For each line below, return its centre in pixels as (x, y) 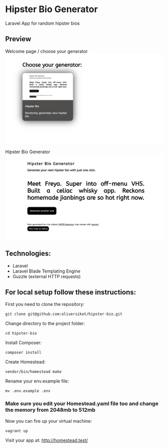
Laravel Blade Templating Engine (46, 271)
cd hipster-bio (21, 334)
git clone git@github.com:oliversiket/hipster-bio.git (64, 314)
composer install (23, 353)
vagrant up (17, 431)
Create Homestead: (25, 362)
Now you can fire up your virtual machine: (49, 421)
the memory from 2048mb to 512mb (50, 410)
